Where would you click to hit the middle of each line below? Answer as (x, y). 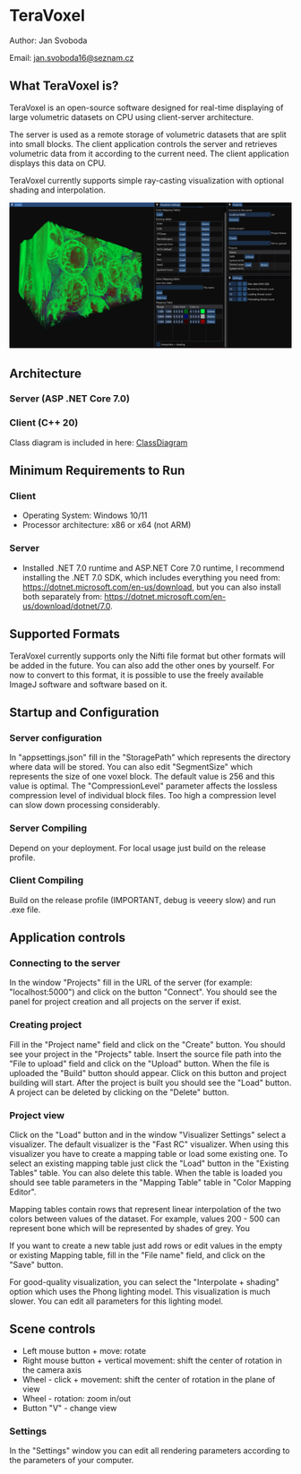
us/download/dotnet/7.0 (66, 606)
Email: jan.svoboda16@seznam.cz (72, 57)
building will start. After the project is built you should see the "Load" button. (150, 1082)
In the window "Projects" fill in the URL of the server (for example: (131, 983)
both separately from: (62, 596)
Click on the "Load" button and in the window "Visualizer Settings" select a (148, 1135)
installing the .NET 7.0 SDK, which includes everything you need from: (151, 577)
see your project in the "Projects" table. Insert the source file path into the (146, 1054)
